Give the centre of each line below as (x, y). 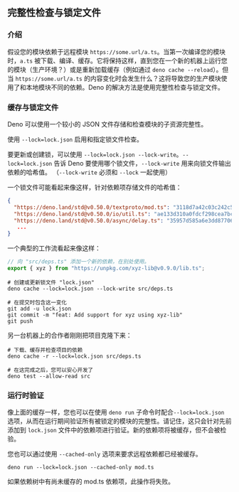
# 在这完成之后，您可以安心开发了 (51, 370)
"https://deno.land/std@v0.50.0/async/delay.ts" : (89, 220)
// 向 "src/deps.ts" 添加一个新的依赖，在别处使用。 (79, 262)
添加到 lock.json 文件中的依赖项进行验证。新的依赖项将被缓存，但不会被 (114, 430)
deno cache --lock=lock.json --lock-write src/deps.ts (90, 289)
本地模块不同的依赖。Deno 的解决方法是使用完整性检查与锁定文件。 (125, 87)
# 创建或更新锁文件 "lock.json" (51, 282)
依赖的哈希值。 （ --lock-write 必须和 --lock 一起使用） (90, 172)
